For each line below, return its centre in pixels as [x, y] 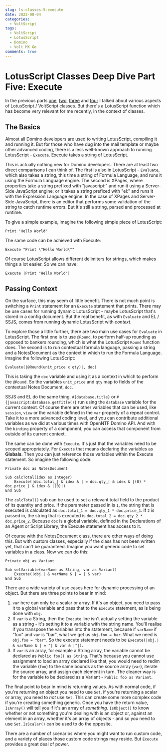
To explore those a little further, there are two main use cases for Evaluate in [83, 332]
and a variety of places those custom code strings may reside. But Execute [82, 739]
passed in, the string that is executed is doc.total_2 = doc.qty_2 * [74, 516]
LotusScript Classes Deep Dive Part [80, 76]
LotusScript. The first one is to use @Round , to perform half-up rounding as [81, 337]
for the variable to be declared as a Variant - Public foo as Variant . [83, 677]
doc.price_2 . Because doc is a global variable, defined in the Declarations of [83, 521]
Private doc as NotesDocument [37, 469]
